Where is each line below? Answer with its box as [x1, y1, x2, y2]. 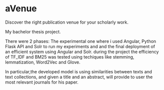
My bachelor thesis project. [5, 29, 61, 34]
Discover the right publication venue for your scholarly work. [5, 19, 129, 25]
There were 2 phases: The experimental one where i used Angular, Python [5, 38, 157, 44]
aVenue [5, 3, 37, 14]
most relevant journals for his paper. [5, 79, 79, 85]
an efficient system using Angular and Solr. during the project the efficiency [5, 49, 159, 55]
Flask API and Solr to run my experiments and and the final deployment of [5, 43, 156, 49]
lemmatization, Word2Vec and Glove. [5, 59, 81, 65]
